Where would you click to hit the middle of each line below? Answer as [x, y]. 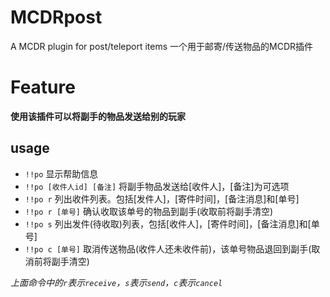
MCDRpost [56, 17]
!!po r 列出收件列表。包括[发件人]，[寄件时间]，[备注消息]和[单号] [162, 198]
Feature [43, 87]
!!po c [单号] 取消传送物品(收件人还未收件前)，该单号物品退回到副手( [168, 248]
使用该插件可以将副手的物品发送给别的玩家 [98, 116]
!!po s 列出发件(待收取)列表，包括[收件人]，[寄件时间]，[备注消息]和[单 [172, 223]
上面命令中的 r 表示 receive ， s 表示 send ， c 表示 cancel [116, 282]
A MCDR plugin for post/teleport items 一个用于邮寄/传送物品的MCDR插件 [162, 46]
